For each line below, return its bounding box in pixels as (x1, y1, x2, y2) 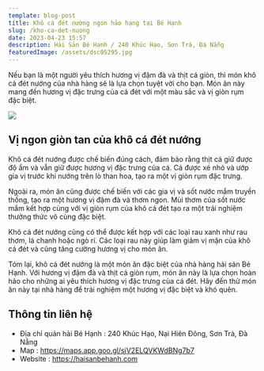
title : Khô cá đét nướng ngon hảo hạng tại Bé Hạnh (8, 19, 182, 27)
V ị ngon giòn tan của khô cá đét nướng (8, 133, 202, 147)
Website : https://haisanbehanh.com (19, 354, 138, 363)
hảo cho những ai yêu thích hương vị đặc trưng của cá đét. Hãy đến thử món (8, 276, 257, 285)
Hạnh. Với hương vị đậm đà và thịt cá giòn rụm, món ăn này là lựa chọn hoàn (8, 267, 257, 277)
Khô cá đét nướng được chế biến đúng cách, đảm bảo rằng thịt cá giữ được (8, 154, 253, 163)
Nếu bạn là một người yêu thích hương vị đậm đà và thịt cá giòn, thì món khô (8, 71, 257, 79)
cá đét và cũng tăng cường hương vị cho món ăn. (8, 243, 168, 254)
